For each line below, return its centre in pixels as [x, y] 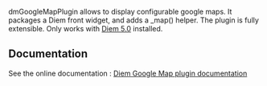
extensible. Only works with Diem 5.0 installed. [86, 29]
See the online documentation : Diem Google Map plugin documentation [128, 73]
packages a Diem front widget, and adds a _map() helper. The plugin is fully [134, 20]
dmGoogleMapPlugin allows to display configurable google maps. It [120, 12]
